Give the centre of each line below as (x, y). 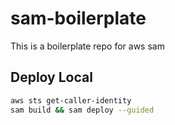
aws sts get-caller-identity (71, 100)
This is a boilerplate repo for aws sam (87, 46)
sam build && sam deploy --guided (82, 110)
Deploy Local (51, 77)
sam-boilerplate (78, 18)
